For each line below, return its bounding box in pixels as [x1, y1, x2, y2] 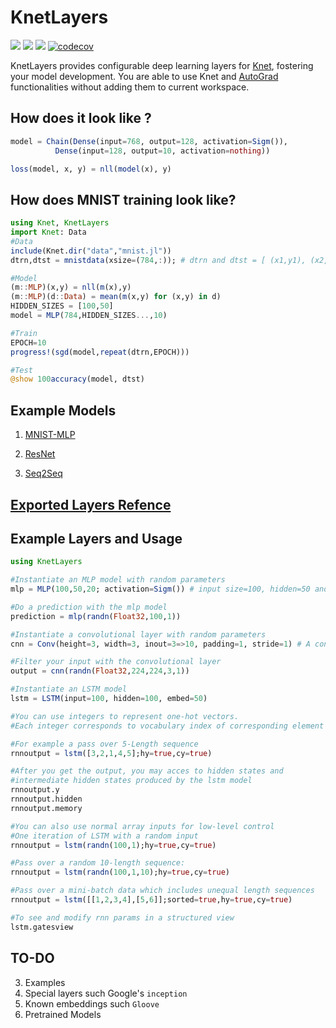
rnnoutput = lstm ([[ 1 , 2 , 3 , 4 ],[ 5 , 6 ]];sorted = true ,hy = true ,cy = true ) [10, 895, 293, 905]
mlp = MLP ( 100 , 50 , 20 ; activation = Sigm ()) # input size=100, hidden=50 [10, 584, 311, 595]
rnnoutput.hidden [10, 794, 83, 805]
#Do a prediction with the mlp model [10, 602, 168, 612]
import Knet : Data [10, 227, 87, 238]
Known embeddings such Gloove [24, 997, 160, 1010]
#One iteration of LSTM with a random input [10, 831, 199, 841]
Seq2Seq [24, 467, 63, 480]
